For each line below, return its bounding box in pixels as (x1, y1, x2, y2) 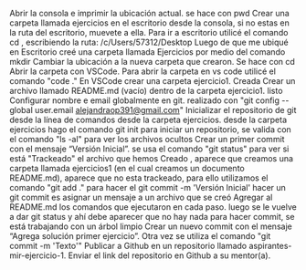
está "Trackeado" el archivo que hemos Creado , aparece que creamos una (9, 153, 294, 163)
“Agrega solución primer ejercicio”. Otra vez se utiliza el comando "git (9, 231, 271, 241)
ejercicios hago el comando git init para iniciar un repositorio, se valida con (9, 124, 292, 135)
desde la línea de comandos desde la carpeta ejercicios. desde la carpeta (9, 114, 288, 125)
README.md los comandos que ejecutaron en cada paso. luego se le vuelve (9, 202, 297, 213)
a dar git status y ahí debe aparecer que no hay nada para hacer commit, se (9, 212, 295, 222)
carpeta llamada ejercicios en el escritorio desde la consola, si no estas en (9, 17, 290, 28)
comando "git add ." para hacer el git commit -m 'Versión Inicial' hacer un (9, 182, 286, 192)
